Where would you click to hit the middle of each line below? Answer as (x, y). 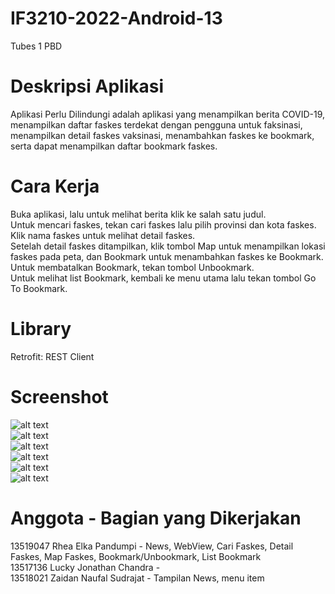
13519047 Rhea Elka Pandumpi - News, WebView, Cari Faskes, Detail (152, 546)
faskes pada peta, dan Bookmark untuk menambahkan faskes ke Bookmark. (167, 256)
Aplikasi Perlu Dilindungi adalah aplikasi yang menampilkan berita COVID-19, (168, 114)
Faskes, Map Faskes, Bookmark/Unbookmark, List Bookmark (136, 556)
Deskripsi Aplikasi (87, 86)
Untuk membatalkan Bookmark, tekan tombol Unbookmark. (132, 267)
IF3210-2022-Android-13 (116, 18)
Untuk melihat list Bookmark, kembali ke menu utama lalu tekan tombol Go (163, 278)
